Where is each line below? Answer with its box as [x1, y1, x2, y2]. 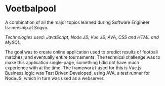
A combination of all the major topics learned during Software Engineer [5, 19, 150, 25]
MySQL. [5, 39, 22, 45]
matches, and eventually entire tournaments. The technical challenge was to [5, 54, 161, 60]
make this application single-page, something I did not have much [5, 59, 139, 65]
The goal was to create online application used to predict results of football [5, 49, 158, 55]
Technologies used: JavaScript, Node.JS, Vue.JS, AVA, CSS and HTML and [5, 34, 159, 40]
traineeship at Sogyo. [5, 24, 48, 30]
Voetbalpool [5, 3, 56, 14]
